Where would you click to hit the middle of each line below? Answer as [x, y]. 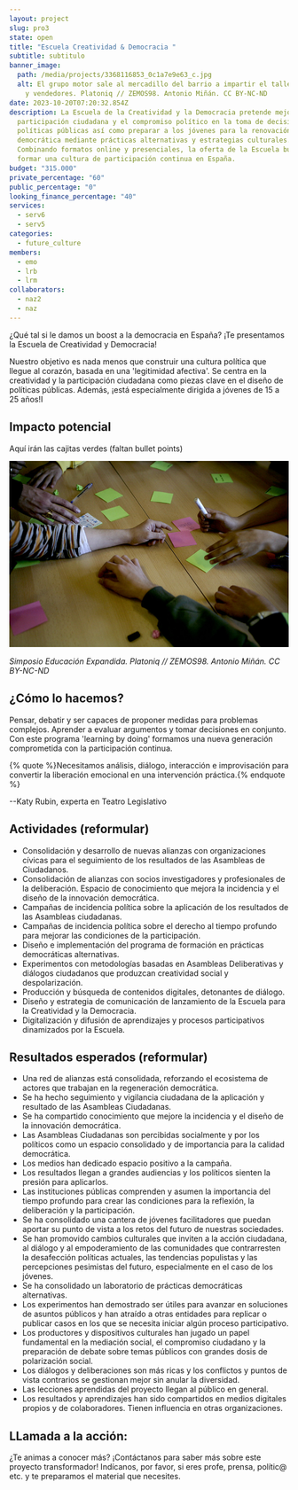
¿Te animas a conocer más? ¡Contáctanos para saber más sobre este [135, 1457]
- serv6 [31, 215]
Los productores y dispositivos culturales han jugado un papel [136, 1333]
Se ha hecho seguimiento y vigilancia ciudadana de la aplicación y [143, 1097]
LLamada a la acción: [69, 1436]
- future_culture [49, 243]
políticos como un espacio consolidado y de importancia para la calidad [153, 1144]
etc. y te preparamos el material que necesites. [95, 1477]
